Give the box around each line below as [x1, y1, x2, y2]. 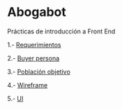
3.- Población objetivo [7, 67, 71, 76]
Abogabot [7, 4, 66, 20]
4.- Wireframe [7, 81, 48, 89]
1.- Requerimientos [7, 40, 61, 49]
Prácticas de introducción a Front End [7, 27, 116, 35]
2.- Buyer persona [7, 53, 60, 62]
